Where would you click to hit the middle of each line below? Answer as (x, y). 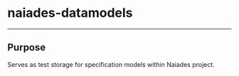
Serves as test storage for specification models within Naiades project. (111, 64)
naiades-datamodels (70, 13)
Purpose (27, 47)
